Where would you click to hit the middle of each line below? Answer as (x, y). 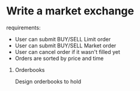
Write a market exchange (70, 11)
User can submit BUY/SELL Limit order (63, 39)
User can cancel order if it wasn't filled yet (67, 51)
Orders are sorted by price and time (59, 58)
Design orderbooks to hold (48, 81)
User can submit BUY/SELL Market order (65, 45)
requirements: (23, 28)
